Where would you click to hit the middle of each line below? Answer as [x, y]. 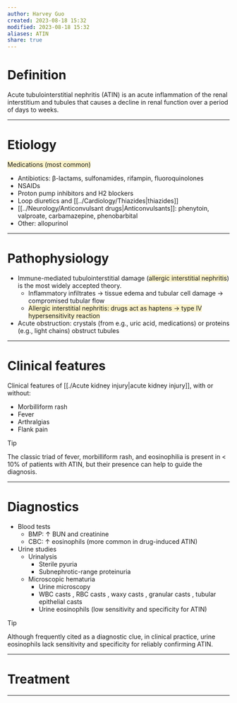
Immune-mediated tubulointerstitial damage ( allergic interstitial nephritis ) [123, 278]
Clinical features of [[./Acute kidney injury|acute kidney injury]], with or [110, 385]
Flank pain [32, 429]
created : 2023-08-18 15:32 [47, 21]
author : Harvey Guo [36, 14]
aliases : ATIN [28, 34]
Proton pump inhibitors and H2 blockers [75, 193]
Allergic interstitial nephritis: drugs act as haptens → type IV [115, 308]
